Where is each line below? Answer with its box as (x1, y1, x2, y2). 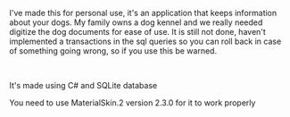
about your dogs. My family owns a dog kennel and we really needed (9, 17, 263, 28)
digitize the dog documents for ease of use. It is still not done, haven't (9, 27, 266, 37)
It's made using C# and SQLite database (9, 80, 158, 90)
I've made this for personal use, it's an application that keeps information (9, 8, 278, 18)
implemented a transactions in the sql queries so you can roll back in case (9, 36, 282, 46)
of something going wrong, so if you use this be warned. (9, 46, 217, 56)
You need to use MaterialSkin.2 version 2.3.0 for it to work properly (9, 97, 256, 108)
